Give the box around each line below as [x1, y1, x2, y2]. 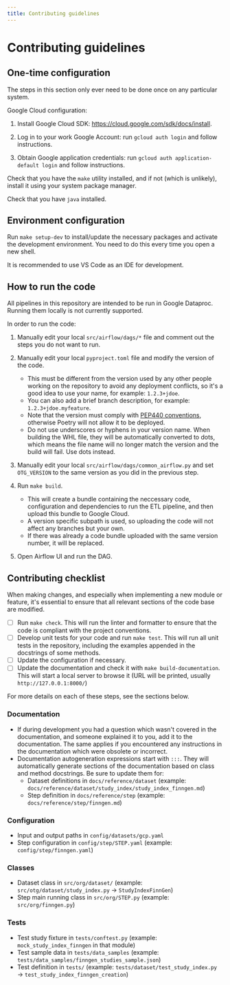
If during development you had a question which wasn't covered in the [16, 725, 217, 734]
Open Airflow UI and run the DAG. [16, 552, 113, 561]
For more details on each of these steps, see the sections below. [7, 692, 190, 701]
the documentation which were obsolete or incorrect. [16, 747, 168, 755]
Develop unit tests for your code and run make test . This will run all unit [16, 634, 219, 642]
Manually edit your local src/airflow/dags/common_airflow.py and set [16, 461, 214, 469]
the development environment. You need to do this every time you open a [7, 240, 215, 249]
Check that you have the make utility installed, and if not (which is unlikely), [7, 174, 218, 183]
